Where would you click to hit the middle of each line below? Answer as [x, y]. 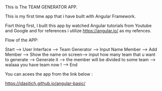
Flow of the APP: [22, 40]
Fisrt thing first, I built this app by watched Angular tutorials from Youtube [78, 26]
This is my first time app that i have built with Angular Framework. [71, 16]
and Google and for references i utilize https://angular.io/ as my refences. [78, 31]
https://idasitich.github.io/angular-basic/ [45, 83]
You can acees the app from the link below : [49, 74]
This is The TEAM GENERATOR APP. [41, 7]
